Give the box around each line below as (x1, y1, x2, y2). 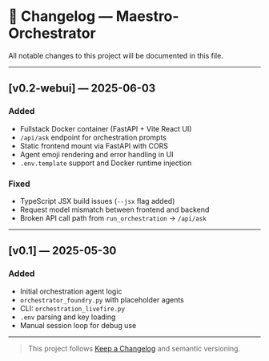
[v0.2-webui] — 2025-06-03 (8, 82, 156, 95)
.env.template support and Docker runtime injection (19, 158, 192, 168)
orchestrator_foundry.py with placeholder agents (19, 294, 184, 304)
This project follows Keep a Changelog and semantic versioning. (27, 343, 241, 353)
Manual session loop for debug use (19, 320, 137, 330)
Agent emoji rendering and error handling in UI (19, 149, 174, 159)
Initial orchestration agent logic (19, 286, 122, 296)
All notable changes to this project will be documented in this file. (8, 51, 224, 60)
